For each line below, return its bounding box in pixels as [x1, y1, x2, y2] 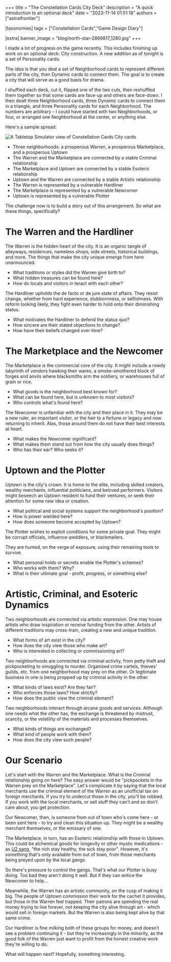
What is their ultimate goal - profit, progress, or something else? [12, 570, 148, 576]
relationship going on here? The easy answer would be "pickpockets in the [5, 777, 162, 783]
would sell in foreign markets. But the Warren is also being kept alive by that [5, 909, 165, 915]
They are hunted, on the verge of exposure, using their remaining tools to [5, 544, 159, 550]
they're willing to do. [5, 941, 48, 947]
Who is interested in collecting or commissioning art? [12, 648, 125, 654]
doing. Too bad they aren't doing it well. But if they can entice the [5, 872, 143, 878]
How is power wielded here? [12, 513, 73, 519]
